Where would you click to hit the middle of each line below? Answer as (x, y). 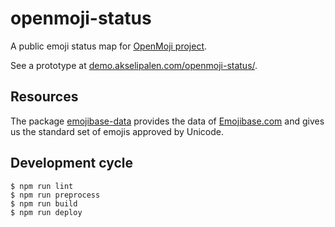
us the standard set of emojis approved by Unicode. (117, 131)
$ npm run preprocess (55, 195)
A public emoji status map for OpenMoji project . (109, 46)
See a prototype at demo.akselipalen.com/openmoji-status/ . (134, 65)
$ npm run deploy (46, 212)
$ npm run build (44, 203)
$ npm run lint (42, 186)
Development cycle (72, 163)
